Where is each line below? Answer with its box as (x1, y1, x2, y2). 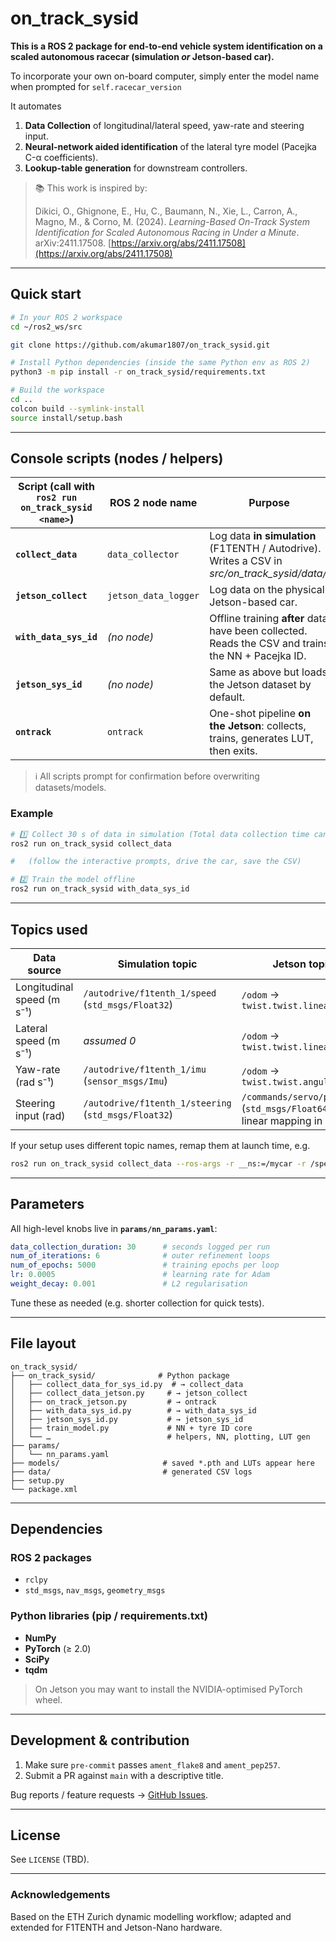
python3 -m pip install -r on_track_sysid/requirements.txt (10, 367, 267, 377)
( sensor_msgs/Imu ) (83, 1073, 168, 1087)
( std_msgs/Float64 (241, 1101, 328, 1115)
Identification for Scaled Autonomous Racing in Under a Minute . (34, 226, 300, 238)
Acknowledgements (10, 1888, 111, 1902)
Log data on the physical (209, 583, 325, 597)
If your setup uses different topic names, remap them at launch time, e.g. (10, 1139, 311, 1151)
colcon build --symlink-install (10, 403, 145, 414)
